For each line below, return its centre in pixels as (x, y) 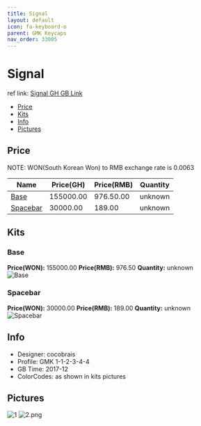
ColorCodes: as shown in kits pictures (72, 376)
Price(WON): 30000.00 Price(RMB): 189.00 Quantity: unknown (99, 308)
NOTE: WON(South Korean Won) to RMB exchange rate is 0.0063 (101, 167)
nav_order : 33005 (32, 40)
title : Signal (28, 14)
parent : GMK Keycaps (37, 33)
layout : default (31, 20)
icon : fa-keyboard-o (37, 26)
